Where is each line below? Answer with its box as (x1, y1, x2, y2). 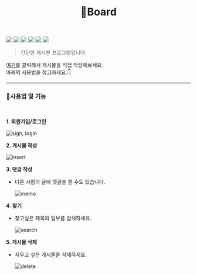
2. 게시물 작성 (6, 142, 38, 149)
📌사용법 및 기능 (6, 92, 46, 100)
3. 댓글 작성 (6, 166, 33, 173)
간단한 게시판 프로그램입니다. (20, 49, 87, 56)
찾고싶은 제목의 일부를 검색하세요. (14, 214, 92, 222)
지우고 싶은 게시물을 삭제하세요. (14, 251, 87, 258)
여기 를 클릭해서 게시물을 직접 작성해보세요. (6, 61, 104, 68)
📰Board (80, 5, 117, 19)
